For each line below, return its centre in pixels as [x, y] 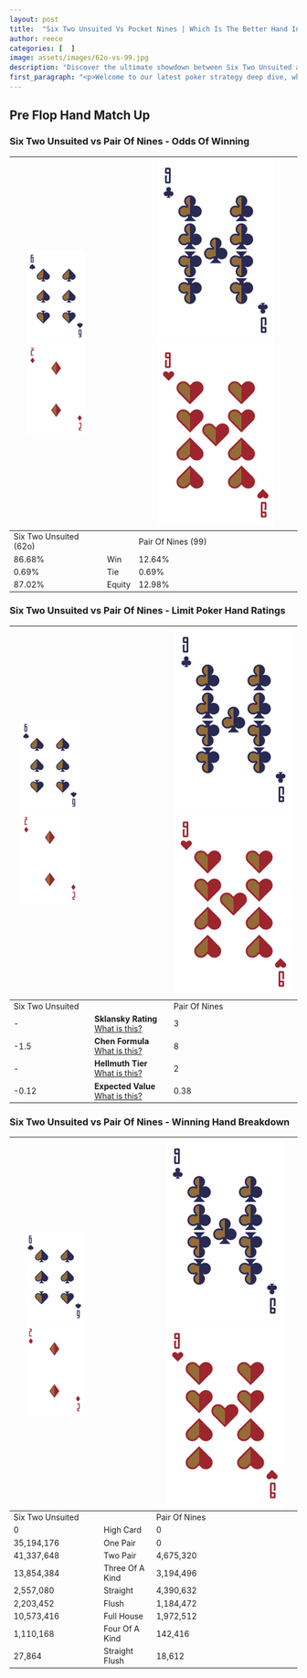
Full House [124, 1616]
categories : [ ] [42, 48]
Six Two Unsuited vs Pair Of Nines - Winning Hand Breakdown [150, 1122]
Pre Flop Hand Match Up [80, 116]
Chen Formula [122, 1042]
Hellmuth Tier [121, 1063]
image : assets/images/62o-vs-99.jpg [79, 58]
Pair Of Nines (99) [173, 541]
